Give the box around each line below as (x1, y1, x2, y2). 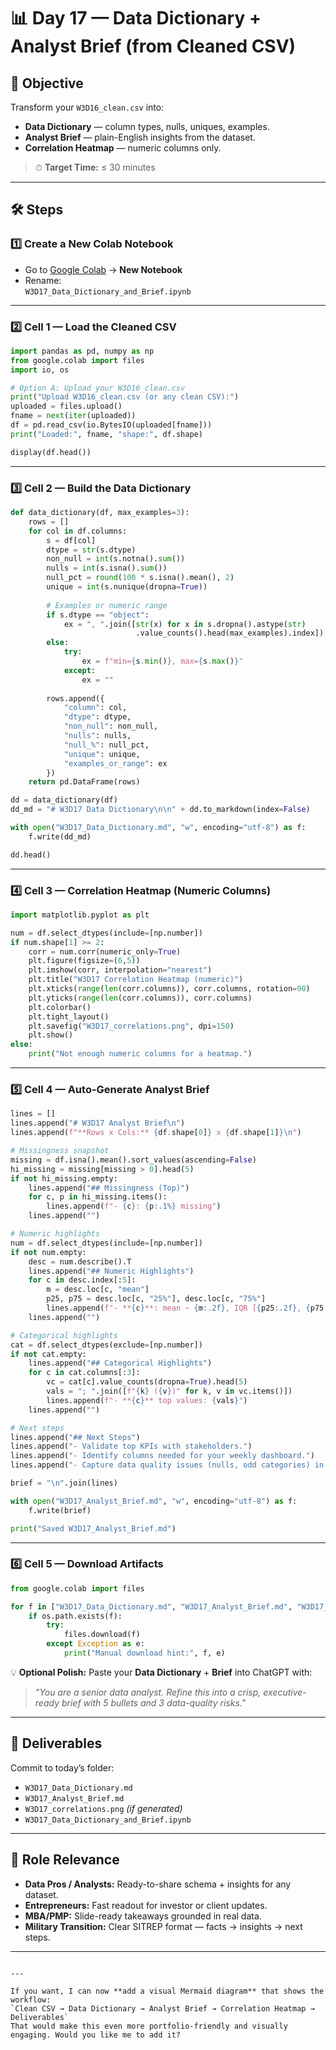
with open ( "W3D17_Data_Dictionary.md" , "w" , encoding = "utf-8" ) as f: (10, 823, 307, 833)
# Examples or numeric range (46, 600, 168, 610)
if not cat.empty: (10, 1349, 87, 1359)
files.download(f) (63, 1630, 141, 1640)
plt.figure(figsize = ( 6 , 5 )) (28, 956, 141, 966)
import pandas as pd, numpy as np (10, 346, 155, 356)
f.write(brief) (28, 1505, 92, 1515)
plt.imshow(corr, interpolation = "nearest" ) (28, 965, 213, 975)
